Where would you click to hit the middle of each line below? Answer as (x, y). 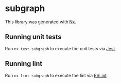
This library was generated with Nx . (41, 22)
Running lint (24, 64)
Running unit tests (33, 37)
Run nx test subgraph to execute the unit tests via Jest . (61, 48)
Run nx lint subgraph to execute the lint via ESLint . (57, 75)
